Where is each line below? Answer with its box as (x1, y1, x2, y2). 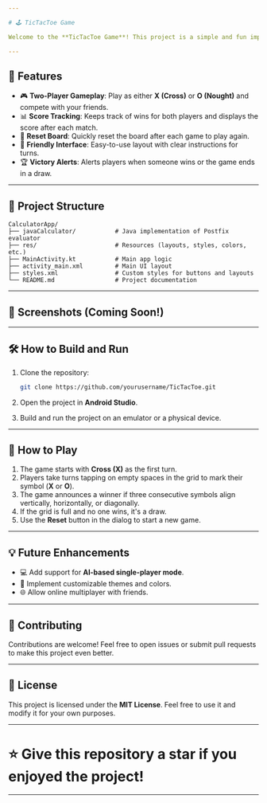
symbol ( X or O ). (19, 481, 75, 491)
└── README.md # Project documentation (8, 276, 197, 284)
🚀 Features (8, 69, 63, 83)
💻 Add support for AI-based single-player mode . (19, 567, 184, 578)
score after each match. (19, 123, 99, 132)
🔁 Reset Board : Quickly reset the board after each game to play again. (19, 131, 250, 141)
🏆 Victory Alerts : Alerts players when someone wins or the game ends (19, 157, 256, 167)
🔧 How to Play (8, 444, 78, 457)
